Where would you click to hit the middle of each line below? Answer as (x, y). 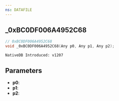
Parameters (24, 70)
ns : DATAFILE (19, 10)
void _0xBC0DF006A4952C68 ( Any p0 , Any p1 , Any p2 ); (60, 46)
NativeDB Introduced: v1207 (34, 55)
